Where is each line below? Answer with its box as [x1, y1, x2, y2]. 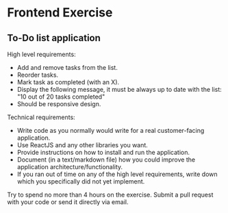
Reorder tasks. [16, 71, 59, 79]
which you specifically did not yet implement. [16, 177, 145, 186]
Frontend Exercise [7, 5, 113, 21]
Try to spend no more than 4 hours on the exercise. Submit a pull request [7, 190, 214, 199]
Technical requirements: [7, 113, 75, 121]
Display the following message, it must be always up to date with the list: [16, 86, 223, 93]
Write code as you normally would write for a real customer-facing [16, 127, 205, 134]
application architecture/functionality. [16, 163, 123, 171]
